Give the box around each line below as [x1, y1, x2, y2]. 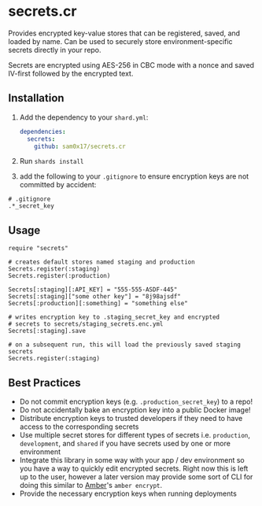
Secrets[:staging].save [8, 327, 87, 335]
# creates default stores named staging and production [8, 258, 195, 266]
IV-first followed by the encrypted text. [8, 68, 134, 78]
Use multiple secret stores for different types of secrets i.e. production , [19, 430, 250, 439]
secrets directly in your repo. [8, 45, 101, 54]
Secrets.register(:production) [8, 272, 111, 280]
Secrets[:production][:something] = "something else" [8, 300, 189, 308]
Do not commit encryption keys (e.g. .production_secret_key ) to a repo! [19, 397, 253, 406]
